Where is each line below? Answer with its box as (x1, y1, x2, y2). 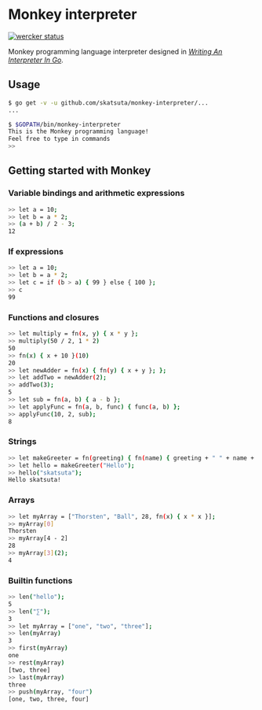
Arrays (8, 494, 35, 505)
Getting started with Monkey (8, 164, 151, 178)
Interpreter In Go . (8, 55, 64, 65)
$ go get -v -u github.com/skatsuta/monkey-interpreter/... (8, 98, 209, 107)
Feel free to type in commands (8, 135, 111, 143)
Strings (8, 436, 37, 447)
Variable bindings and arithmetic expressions (8, 187, 185, 198)
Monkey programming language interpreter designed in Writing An (8, 46, 223, 56)
